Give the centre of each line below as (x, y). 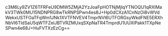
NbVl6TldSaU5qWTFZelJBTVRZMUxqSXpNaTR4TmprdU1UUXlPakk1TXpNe (83, 23)
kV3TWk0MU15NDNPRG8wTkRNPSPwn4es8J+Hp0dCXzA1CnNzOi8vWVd (82, 12)
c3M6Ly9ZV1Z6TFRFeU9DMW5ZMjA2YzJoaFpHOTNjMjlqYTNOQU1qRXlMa (83, 7)
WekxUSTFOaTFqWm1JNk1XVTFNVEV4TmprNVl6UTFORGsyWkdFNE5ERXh (84, 18)
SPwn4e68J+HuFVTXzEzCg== (38, 28)
